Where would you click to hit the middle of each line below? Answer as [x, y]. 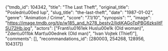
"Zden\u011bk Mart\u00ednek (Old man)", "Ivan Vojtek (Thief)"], [72, 33]
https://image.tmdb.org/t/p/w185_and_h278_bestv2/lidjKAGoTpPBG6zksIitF [85, 23]
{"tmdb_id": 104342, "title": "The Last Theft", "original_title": [67, 7]
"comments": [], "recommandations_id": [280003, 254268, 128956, [75, 39]
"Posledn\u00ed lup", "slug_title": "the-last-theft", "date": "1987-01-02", [79, 12]
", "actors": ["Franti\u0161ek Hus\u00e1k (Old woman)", [87, 28]
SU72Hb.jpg [18, 28]
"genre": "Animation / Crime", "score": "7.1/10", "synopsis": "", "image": [78, 18]
